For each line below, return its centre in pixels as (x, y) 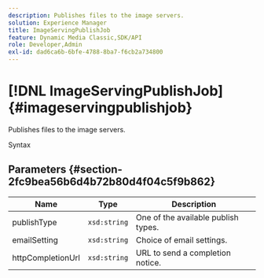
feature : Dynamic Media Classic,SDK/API (75, 37)
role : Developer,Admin (45, 45)
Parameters (37, 170)
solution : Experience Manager (58, 23)
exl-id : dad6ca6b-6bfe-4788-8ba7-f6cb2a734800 (86, 52)
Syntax (20, 145)
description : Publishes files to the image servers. (96, 15)
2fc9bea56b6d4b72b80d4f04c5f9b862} (112, 182)
